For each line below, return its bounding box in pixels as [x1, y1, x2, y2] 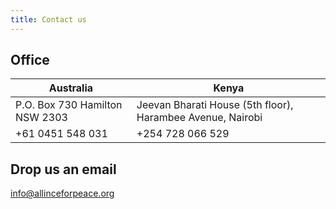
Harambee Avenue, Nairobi [136, 111, 263, 125]
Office [10, 52, 50, 69]
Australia [48, 81, 94, 95]
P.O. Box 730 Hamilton [15, 98, 123, 112]
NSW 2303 [15, 111, 68, 125]
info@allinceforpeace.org [10, 187, 115, 200]
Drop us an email [10, 161, 117, 178]
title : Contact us [10, 14, 87, 25]
